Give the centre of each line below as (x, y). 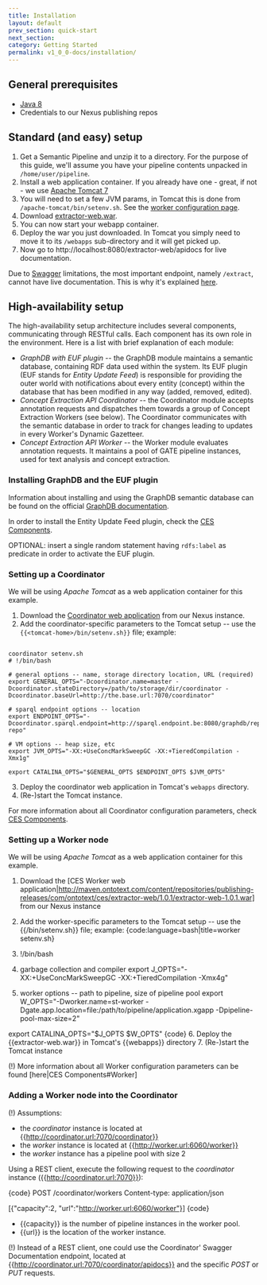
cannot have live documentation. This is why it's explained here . (113, 281)
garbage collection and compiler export (84, 969)
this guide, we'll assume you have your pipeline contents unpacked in (133, 165)
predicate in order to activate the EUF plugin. (81, 553)
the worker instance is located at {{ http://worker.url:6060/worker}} (129, 1145)
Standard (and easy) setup (75, 137)
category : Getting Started (53, 45)
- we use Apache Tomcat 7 (64, 190)
